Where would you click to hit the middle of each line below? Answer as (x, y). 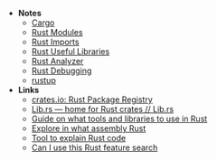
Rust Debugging (61, 71)
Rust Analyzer (57, 61)
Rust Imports (55, 42)
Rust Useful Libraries (71, 52)
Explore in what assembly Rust (89, 128)
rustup (43, 80)
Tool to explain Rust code (79, 138)
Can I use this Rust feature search (94, 147)
